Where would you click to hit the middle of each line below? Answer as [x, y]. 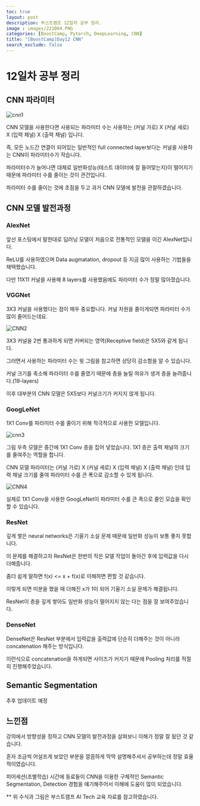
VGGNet [18, 295]
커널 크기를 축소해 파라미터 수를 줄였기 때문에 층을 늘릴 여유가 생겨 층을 [89, 373]
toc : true [18, 12]
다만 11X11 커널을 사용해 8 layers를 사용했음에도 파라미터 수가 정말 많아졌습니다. [99, 279]
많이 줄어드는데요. [27, 316]
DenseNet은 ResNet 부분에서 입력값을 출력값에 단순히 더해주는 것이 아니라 [93, 638]
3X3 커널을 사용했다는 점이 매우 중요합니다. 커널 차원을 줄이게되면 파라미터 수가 [98, 309]
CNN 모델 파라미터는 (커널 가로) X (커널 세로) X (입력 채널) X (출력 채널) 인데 [95, 467]
